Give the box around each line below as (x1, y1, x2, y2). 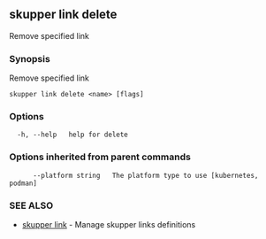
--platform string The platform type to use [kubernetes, (32, 171, 259, 180)
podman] (9, 179, 38, 188)
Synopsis (9, 52, 50, 65)
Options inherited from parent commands (9, 150, 192, 163)
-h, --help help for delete (17, 130, 128, 140)
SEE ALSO (9, 199, 54, 212)
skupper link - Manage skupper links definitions (21, 220, 196, 229)
